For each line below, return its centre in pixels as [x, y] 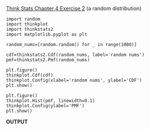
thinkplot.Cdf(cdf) [30, 75]
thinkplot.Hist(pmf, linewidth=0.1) [50, 101]
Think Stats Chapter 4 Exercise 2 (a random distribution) [74, 8]
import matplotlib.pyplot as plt [47, 34]
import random [23, 19]
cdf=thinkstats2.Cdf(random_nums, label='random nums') [75, 55]
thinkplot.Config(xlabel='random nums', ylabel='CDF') [74, 80]
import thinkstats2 [30, 29]
